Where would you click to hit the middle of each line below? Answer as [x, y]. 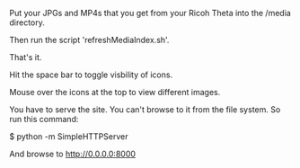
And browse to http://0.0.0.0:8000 [73, 154]
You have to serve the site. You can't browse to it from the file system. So [145, 110]
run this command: [44, 119]
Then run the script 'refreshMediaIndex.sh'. [89, 40]
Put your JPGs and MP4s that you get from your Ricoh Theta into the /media [150, 13]
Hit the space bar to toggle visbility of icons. [91, 75]
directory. [27, 22]
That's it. [26, 57]
